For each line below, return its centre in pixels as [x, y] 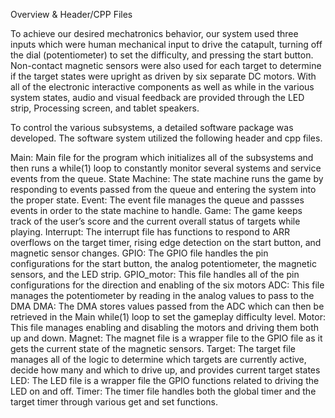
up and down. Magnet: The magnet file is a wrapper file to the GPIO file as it [166, 338]
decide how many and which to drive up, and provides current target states [165, 370]
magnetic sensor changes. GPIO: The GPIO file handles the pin [139, 253]
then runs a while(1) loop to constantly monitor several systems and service [166, 168]
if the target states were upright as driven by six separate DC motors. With [163, 76]
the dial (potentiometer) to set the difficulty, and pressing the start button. [162, 55]
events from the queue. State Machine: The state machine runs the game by [167, 178]
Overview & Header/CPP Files [71, 14]
